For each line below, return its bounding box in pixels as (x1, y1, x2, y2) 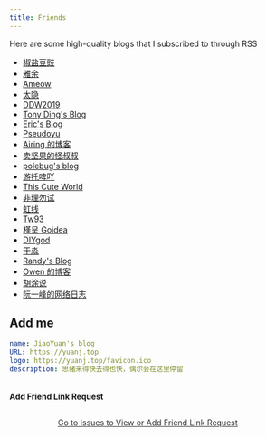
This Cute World (22, 181, 83, 192)
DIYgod (22, 234, 51, 245)
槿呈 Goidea (22, 223, 68, 235)
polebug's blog (22, 160, 80, 171)
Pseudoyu (22, 128, 61, 138)
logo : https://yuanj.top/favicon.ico (9, 356, 152, 366)
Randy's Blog (22, 255, 72, 266)
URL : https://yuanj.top (9, 347, 100, 357)
